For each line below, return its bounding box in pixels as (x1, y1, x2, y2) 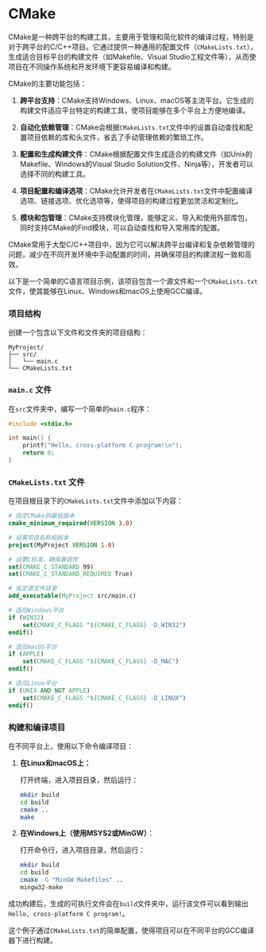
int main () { (8, 434, 52, 442)
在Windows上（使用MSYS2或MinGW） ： (19, 828, 155, 838)
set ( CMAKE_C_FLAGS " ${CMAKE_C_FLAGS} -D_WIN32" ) (22, 621, 187, 629)
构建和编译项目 (8, 722, 66, 733)
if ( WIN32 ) (8, 613, 44, 621)
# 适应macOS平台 (8, 643, 57, 651)
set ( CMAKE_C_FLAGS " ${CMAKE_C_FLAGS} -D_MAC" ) (22, 657, 179, 666)
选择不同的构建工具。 (19, 168, 90, 179)
